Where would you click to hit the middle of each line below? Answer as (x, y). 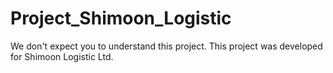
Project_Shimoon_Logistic (121, 18)
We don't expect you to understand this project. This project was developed (166, 46)
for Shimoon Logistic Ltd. (62, 56)
